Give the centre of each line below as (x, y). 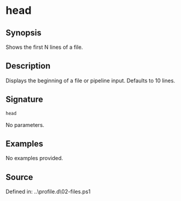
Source (20, 177)
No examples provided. (35, 158)
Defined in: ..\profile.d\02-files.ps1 (48, 192)
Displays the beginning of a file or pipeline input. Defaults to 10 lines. (91, 80)
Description (28, 66)
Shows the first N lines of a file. (44, 47)
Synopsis (23, 33)
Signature (24, 100)
